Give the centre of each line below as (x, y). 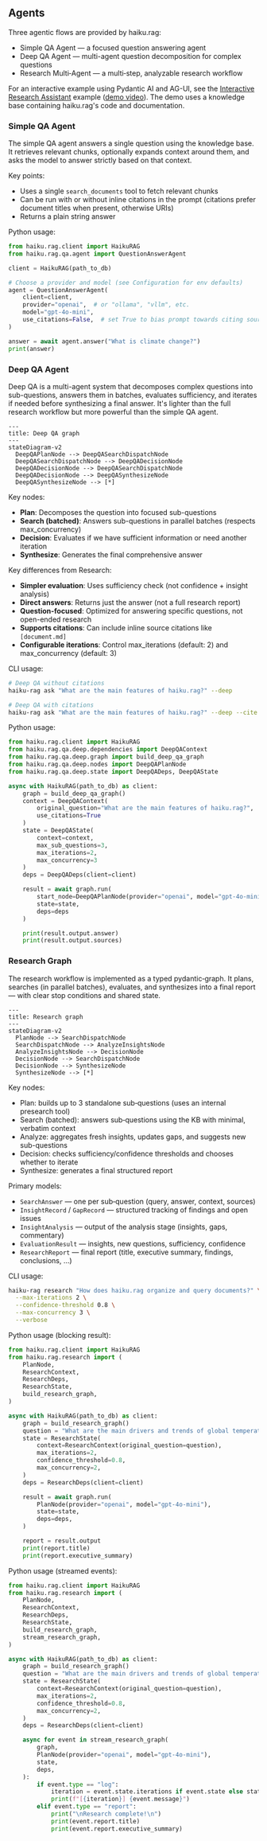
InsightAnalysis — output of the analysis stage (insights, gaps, (124, 1227)
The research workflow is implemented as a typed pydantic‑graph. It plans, (131, 978)
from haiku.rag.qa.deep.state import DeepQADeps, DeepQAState (113, 771)
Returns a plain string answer (68, 216)
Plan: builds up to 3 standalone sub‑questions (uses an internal (123, 1102)
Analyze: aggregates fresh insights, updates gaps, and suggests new (133, 1137)
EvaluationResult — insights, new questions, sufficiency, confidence (133, 1243)
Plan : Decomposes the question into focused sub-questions (118, 512)
